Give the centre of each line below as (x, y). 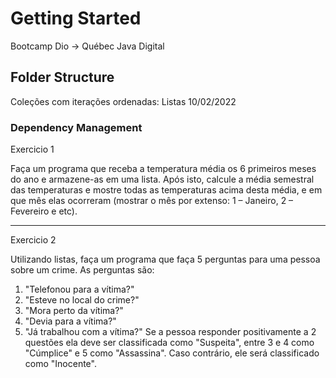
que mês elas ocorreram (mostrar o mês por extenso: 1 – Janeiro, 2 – (152, 201)
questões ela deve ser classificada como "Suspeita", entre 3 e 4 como (169, 343)
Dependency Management (76, 127)
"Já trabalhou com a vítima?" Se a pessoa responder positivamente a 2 (170, 332)
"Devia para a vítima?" (70, 321)
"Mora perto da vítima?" (74, 311)
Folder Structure (62, 77)
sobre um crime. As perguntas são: (82, 270)
